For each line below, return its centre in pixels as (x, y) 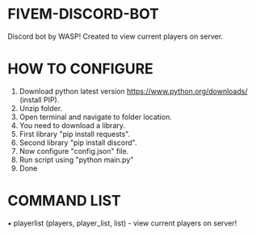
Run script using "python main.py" (76, 159)
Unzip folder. (40, 108)
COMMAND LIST (65, 201)
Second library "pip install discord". (78, 143)
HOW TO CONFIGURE (81, 69)
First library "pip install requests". (75, 134)
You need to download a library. (72, 125)
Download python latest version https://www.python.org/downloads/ (133, 91)
